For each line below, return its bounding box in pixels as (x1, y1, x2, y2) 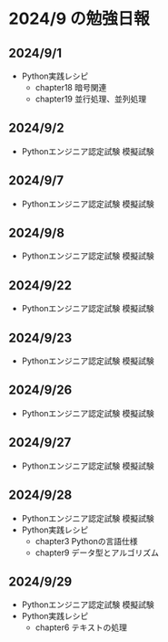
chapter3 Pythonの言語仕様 (35, 535, 138, 546)
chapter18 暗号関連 (35, 82, 107, 92)
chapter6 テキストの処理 (35, 622, 128, 633)
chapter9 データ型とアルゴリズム (35, 547, 160, 558)
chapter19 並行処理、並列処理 (35, 93, 147, 104)
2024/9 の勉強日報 (8, 8, 151, 29)
